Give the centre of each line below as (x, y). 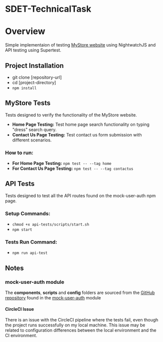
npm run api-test (30, 253)
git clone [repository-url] (37, 77)
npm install (24, 88)
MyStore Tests (28, 103)
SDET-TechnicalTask (48, 9)
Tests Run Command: (31, 242)
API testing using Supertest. (33, 50)
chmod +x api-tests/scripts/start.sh (51, 225)
